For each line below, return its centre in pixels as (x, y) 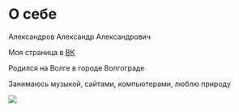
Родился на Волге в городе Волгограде (77, 68)
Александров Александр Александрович (80, 37)
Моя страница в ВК (42, 52)
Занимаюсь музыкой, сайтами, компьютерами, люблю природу (119, 84)
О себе (33, 14)
